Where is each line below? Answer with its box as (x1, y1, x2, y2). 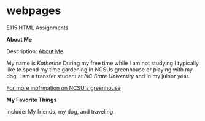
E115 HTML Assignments (6, 24, 69, 31)
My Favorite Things (6, 96, 57, 103)
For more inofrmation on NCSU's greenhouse (6, 84, 121, 92)
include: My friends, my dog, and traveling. (6, 108, 115, 115)
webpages (6, 4, 61, 18)
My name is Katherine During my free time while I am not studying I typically (6, 59, 199, 67)
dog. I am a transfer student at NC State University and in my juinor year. (6, 72, 190, 79)
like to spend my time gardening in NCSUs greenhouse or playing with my (6, 65, 193, 73)
